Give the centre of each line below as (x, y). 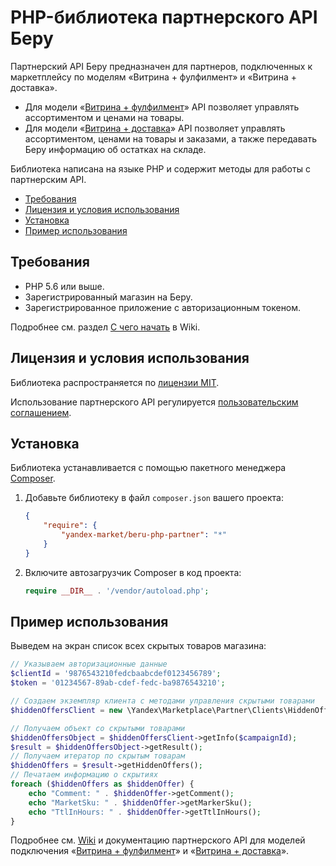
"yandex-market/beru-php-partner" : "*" (144, 535)
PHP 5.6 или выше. (64, 286)
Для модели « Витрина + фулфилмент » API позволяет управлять (162, 107)
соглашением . (41, 412)
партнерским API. (48, 179)
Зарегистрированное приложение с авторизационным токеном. (163, 307)
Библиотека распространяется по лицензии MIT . (115, 382)
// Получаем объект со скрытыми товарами (98, 728)
